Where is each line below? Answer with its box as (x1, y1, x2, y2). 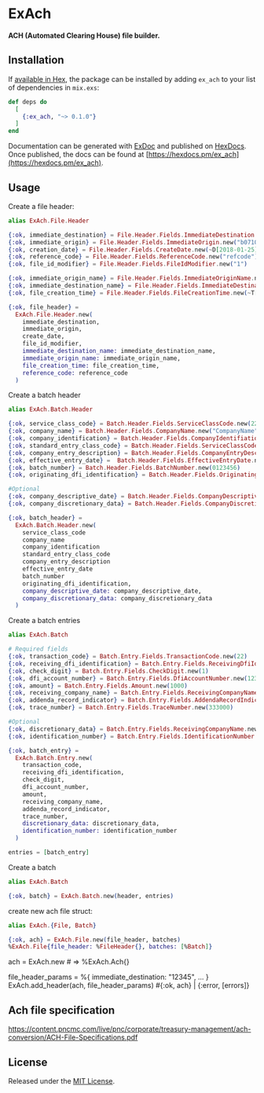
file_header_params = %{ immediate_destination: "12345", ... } (8, 972, 210, 982)
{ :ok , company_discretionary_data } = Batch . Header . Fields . (8, 500, 206, 508)
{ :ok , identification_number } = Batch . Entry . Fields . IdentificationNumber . (8, 732, 258, 740)
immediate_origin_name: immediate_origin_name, (22, 354, 181, 362)
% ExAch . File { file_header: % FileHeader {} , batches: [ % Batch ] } (8, 943, 213, 951)
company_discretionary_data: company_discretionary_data (22, 594, 213, 602)
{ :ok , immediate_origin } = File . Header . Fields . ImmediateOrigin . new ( (8, 238, 237, 246)
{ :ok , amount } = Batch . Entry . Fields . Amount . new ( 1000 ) (8, 681, 189, 690)
